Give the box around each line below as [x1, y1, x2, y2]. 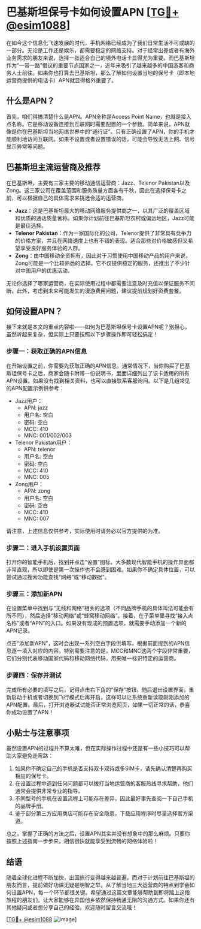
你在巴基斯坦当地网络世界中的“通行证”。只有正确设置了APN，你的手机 [16, 128, 190, 135]
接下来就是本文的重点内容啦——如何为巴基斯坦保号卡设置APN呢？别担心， [6, 323, 190, 330]
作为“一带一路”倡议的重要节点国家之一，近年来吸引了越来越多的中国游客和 [6, 61, 190, 69]
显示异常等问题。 [6, 143, 48, 150]
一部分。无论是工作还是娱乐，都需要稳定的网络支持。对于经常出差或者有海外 [6, 46, 195, 54]
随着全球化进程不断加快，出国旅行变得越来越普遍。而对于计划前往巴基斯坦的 [6, 874, 195, 881]
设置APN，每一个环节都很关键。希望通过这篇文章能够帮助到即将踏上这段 [11, 889, 190, 896]
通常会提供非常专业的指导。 [14, 788, 84, 795]
